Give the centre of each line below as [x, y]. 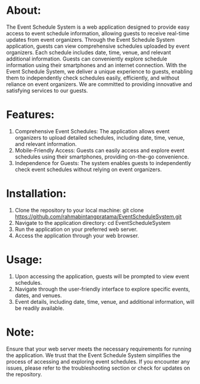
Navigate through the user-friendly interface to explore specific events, [102, 289]
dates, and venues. [38, 295]
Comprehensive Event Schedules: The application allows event [92, 131]
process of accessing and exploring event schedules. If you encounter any [98, 361]
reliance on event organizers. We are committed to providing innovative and [99, 84]
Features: [30, 115]
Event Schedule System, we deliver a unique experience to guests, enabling [99, 71]
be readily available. [39, 308]
